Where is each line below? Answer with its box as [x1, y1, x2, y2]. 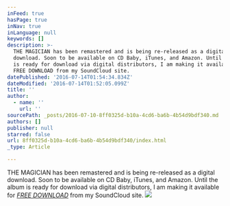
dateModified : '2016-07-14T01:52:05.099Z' [7, 80, 130, 87]
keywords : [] [7, 36, 44, 42]
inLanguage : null [7, 29, 57, 36]
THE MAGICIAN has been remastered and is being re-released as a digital [7, 168, 216, 177]
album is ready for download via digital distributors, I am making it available [7, 183, 220, 191]
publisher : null [7, 125, 53, 131]
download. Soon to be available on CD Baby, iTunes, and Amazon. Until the [7, 176, 218, 183]
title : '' [7, 86, 36, 93]
